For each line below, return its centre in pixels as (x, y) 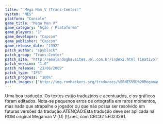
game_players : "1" (24, 32)
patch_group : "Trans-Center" (34, 55)
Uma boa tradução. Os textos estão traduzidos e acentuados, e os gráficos (80, 96)
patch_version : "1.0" (27, 64)
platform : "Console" (26, 18)
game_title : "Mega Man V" (31, 23)
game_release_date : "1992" (32, 46)
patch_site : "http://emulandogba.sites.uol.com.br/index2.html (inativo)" (82, 59)
